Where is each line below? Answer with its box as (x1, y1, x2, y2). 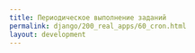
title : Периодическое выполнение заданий (9, 13, 167, 22)
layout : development (9, 30, 87, 39)
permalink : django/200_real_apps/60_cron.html (9, 22, 187, 31)
